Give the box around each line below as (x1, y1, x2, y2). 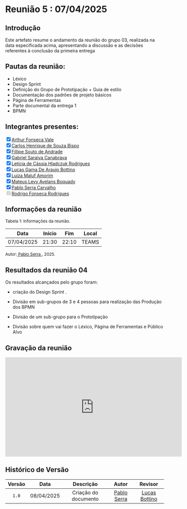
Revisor (139, 480, 159, 487)
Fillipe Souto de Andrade (12, 148, 63, 154)
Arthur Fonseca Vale (12, 136, 54, 142)
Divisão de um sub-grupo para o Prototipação (12, 314, 108, 320)
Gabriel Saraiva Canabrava (12, 154, 67, 160)
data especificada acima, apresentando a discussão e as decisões (5, 42, 144, 48)
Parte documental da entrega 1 (12, 102, 77, 108)
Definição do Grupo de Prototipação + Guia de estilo (12, 86, 122, 92)
